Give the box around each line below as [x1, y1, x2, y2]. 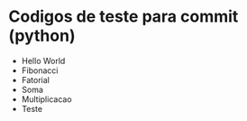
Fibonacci [21, 65, 59, 76]
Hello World [21, 55, 66, 66]
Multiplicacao [21, 93, 73, 105]
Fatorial [21, 74, 50, 85]
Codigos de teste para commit [8, 6, 239, 27]
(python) [8, 25, 76, 46]
